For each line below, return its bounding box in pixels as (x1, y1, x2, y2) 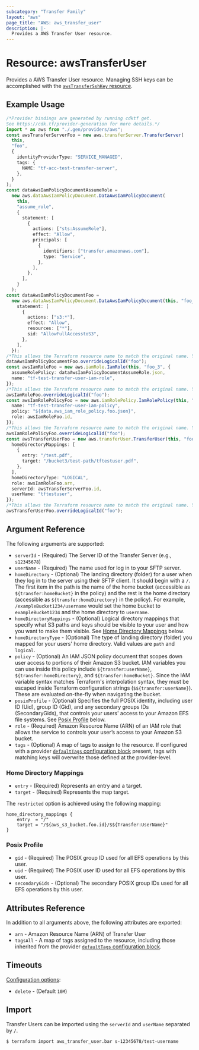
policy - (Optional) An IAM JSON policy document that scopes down (14, 652, 182, 660)
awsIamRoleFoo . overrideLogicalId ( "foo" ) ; (6, 392, 110, 398)
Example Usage (6, 99, 65, 110)
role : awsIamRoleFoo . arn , (11, 480, 76, 486)
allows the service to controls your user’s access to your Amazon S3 (14, 728, 182, 735)
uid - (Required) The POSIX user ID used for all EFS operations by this (14, 867, 185, 874)
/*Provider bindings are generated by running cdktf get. (6, 115, 152, 121)
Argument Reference (6, 524, 85, 535)
